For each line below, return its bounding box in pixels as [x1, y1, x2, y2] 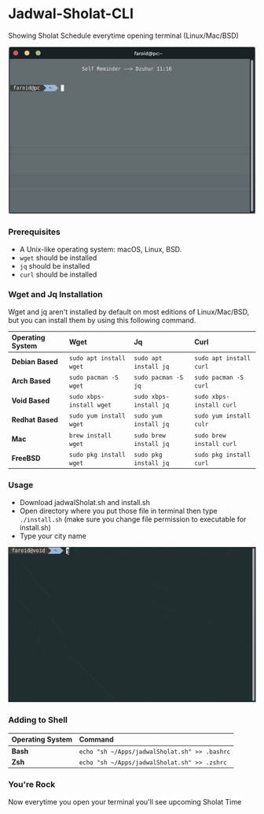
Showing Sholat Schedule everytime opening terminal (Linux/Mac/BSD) [8, 31, 240, 40]
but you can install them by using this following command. [8, 315, 196, 325]
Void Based [11, 396, 49, 405]
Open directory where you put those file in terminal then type [19, 506, 218, 515]
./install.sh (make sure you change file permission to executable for [19, 514, 247, 524]
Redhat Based [11, 414, 59, 424]
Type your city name [19, 531, 86, 541]
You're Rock [8, 779, 56, 790]
